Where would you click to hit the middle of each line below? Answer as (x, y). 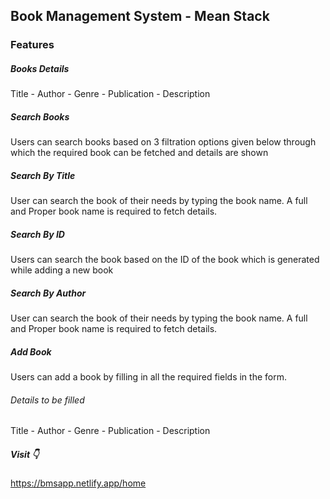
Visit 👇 (25, 454)
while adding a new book (62, 270)
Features (32, 45)
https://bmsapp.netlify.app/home (78, 483)
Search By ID (37, 234)
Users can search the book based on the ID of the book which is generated (165, 260)
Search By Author (48, 293)
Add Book (31, 351)
